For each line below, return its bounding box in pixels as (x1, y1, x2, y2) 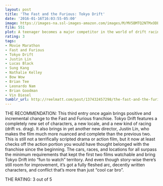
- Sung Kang (5, 66, 29, 71)
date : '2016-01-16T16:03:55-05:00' (5, 16, 77, 21)
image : (5, 20, 18, 26)
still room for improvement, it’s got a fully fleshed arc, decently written (5, 162, 145, 168)
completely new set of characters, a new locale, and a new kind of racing (5, 121, 151, 126)
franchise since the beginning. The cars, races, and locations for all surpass (5, 146, 157, 153)
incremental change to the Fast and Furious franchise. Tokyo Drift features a (5, 116, 158, 122)
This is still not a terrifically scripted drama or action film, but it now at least (5, 136, 155, 142)
